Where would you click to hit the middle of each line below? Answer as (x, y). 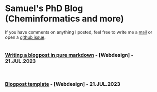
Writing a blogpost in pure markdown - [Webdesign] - (69, 55)
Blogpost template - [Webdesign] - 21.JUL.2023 (63, 84)
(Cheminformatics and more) (64, 19)
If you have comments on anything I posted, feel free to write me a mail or (79, 32)
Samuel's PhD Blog (44, 8)
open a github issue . (25, 37)
